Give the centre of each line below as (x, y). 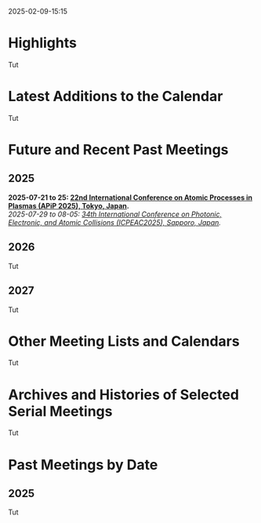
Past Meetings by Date (83, 465)
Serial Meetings (60, 411)
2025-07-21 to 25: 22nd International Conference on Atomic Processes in (130, 197)
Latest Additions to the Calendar (116, 96)
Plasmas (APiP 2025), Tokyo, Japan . (69, 205)
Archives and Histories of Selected (123, 394)
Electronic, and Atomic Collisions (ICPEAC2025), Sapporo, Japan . (115, 222)
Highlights (42, 43)
